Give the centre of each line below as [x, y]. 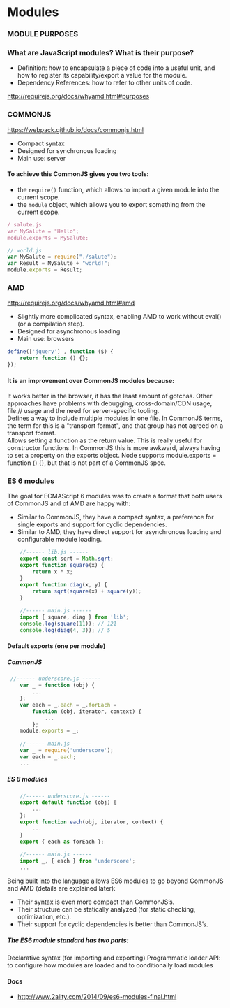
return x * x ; [53, 572]
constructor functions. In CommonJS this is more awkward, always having [114, 448]
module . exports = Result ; [45, 270]
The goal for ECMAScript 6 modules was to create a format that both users [115, 496]
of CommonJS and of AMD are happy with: [69, 503]
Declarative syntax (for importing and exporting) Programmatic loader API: [114, 958]
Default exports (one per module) [56, 646]
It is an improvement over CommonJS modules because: [91, 380]
